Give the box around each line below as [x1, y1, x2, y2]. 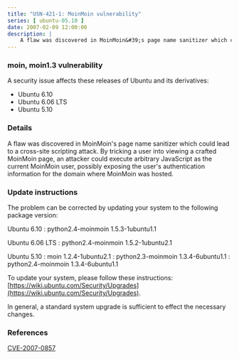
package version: [7, 211, 58, 220]
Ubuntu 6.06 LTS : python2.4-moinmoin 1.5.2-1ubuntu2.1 [7, 239, 173, 247]
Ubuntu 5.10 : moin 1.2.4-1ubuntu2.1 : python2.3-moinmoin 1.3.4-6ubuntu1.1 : [7, 252, 230, 261]
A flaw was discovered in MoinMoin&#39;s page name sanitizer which [20, 37, 228, 44]
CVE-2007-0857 [7, 344, 56, 353]
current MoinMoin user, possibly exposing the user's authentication [7, 161, 205, 171]
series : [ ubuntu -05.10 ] [7, 17, 84, 24]
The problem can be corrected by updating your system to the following [7, 203, 218, 212]
